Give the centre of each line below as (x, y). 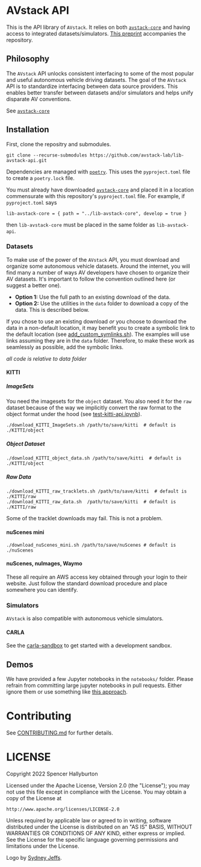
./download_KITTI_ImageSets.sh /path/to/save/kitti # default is (91, 425)
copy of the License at (34, 798)
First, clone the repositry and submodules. (59, 144)
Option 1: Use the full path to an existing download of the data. (93, 297)
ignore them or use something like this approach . (67, 692)
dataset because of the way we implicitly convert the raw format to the (94, 408)
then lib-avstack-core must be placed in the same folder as (81, 225)
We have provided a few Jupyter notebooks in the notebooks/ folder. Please (100, 679)
